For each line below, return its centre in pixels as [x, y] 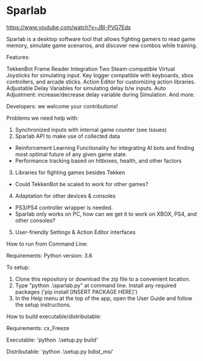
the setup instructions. [43, 304]
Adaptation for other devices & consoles [65, 196]
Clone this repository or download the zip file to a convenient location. [103, 279]
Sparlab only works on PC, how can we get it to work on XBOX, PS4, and [106, 214]
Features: [18, 57]
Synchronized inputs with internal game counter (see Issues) [91, 129]
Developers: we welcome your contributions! [62, 106]
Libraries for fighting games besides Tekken [70, 172]
